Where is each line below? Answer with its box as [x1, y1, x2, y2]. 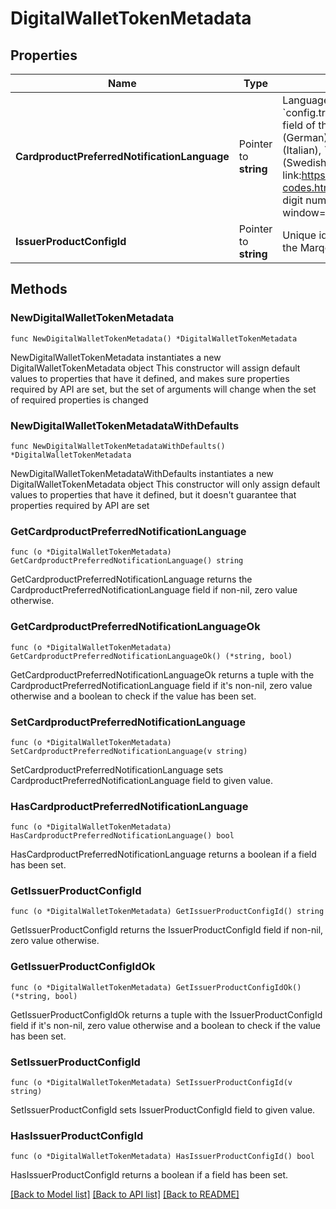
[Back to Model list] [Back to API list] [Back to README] [10, 1188, 240, 1201]
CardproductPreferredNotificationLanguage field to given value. [10, 774, 273, 786]
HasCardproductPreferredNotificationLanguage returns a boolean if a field [10, 848, 317, 861]
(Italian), [282, 143, 322, 157]
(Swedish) [282, 156, 331, 169]
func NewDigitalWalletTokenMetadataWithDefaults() [10, 441, 226, 451]
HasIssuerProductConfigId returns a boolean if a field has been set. [10, 1169, 288, 1181]
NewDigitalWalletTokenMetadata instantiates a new [10, 351, 222, 363]
